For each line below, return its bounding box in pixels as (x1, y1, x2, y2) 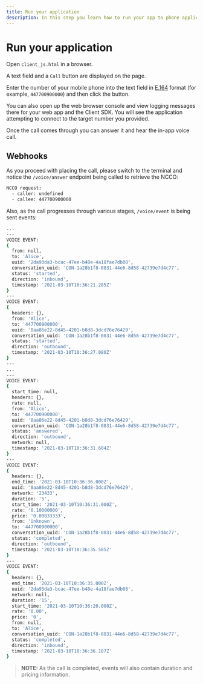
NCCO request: (6, 185, 42, 191)
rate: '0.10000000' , (11, 507, 63, 513)
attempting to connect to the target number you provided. (6, 115, 150, 122)
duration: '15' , (11, 597, 53, 603)
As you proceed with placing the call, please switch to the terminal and (6, 167, 182, 174)
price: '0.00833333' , (11, 513, 66, 519)
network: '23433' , (11, 490, 59, 496)
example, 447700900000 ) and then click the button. (6, 90, 130, 98)
